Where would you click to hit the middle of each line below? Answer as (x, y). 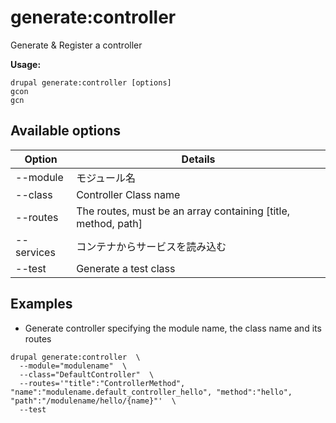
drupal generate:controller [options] (91, 82)
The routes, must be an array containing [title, (183, 211)
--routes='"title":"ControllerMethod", (102, 383)
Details (198, 159)
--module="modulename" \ (73, 366)
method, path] (109, 223)
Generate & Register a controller (76, 45)
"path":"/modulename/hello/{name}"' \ (93, 401)
